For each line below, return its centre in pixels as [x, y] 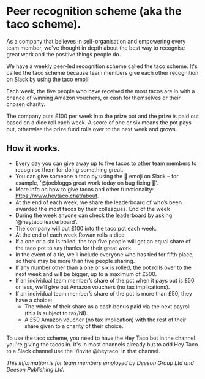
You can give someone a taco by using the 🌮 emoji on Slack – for [97, 176]
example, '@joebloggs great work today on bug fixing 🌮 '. [87, 183]
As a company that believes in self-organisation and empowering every [96, 41]
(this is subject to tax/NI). [56, 313]
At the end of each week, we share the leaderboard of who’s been [99, 202]
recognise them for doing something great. [69, 169]
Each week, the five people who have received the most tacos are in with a [101, 91]
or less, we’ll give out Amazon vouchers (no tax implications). [92, 287]
